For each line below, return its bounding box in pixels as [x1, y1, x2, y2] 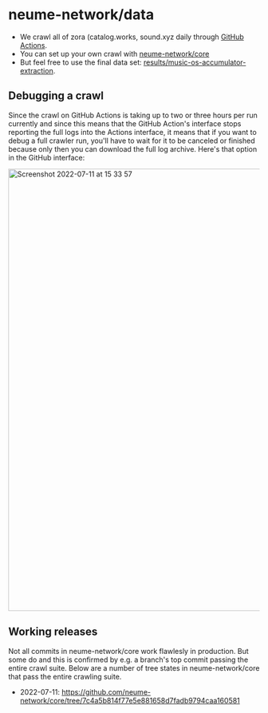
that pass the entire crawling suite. [8, 671, 122, 681]
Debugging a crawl [8, 89, 104, 103]
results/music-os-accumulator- [143, 57, 246, 67]
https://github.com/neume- [61, 687, 152, 696]
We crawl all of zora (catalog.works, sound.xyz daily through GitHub [19, 32, 245, 42]
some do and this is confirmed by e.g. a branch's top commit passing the [8, 655, 249, 664]
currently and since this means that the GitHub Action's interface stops [8, 118, 242, 129]
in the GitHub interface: [8, 153, 85, 162]
